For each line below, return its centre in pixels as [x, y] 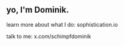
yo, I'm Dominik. [38, 10]
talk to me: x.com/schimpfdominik [49, 36]
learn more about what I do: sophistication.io [62, 24]
